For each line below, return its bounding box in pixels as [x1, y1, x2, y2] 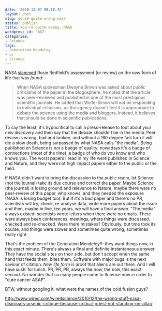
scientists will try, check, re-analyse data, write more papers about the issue [5, 201, 157, 207]
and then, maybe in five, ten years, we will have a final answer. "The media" [5, 206, 156, 212]
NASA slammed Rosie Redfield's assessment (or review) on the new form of [5, 70, 156, 75]
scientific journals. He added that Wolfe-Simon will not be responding [16, 100, 156, 105]
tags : [5, 43, 16, 48]
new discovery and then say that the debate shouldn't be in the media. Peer [5, 130, 156, 135]
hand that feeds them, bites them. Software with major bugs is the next [5, 256, 147, 262]
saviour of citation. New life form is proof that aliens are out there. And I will [5, 262, 156, 267]
